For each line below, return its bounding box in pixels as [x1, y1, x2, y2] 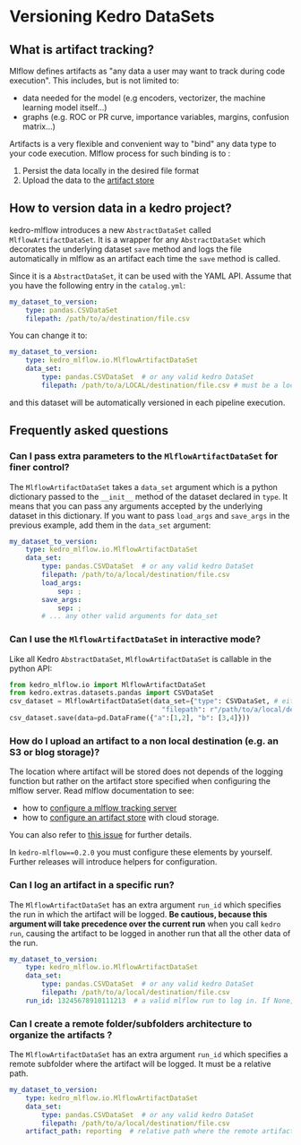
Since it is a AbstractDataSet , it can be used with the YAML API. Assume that [9, 271, 292, 281]
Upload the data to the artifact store [21, 175, 155, 185]
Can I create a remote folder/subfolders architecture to [9, 1017, 253, 1029]
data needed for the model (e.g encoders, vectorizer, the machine [21, 92, 266, 103]
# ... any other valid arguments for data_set [41, 612, 219, 621]
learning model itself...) [21, 102, 107, 113]
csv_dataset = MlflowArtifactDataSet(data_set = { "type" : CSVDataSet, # [9, 697, 279, 706]
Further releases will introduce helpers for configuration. [9, 857, 218, 867]
